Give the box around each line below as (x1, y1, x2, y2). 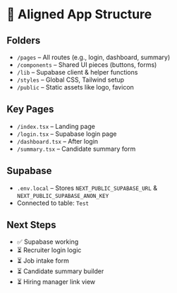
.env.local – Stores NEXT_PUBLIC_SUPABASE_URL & (16, 183, 158, 192)
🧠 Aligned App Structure (6, 6, 152, 23)
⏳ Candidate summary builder (16, 267, 104, 275)
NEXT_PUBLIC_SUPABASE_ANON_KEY (16, 192, 109, 199)
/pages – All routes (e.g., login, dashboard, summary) (16, 53, 171, 61)
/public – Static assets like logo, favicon (16, 83, 135, 91)
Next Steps (6, 219, 56, 231)
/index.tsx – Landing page (16, 122, 96, 130)
